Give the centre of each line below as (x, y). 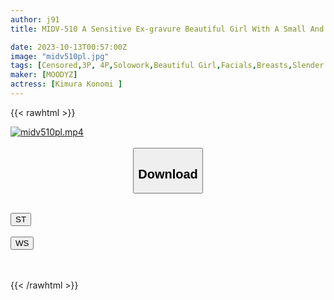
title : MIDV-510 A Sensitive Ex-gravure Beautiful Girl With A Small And (167, 29)
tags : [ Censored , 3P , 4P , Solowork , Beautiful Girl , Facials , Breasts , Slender (167, 66)
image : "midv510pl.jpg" (60, 56)
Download (168, 173)
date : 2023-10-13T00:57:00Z (69, 47)
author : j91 (35, 19)
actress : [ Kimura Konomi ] (66, 84)
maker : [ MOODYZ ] (44, 75)
